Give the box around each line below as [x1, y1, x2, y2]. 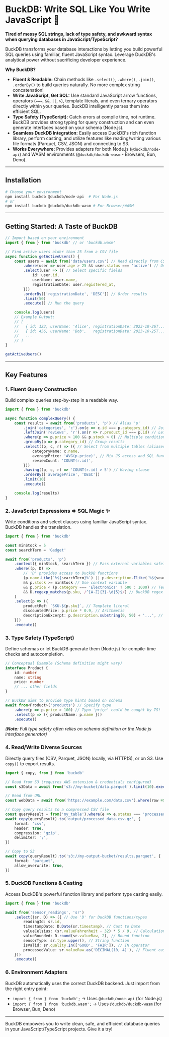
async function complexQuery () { [5, 416, 75, 421]
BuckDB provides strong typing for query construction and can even [12, 119, 154, 125]
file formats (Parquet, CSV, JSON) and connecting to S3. [12, 140, 130, 147]
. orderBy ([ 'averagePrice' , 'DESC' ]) [23, 472, 100, 477]
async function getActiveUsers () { [5, 254, 80, 259]
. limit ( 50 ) [23, 296, 46, 301]
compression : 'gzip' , [14, 830, 59, 835]
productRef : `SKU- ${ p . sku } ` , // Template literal [23, 603, 129, 608]
